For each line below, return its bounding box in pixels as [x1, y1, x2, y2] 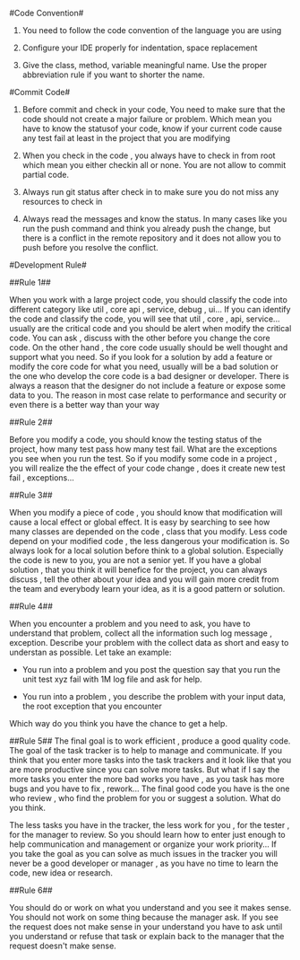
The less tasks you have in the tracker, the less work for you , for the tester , [9, 820, 290, 830]
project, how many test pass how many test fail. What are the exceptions [9, 444, 278, 454]
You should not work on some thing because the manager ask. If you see [9, 912, 279, 922]
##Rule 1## [9, 277, 51, 287]
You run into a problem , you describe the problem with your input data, [21, 691, 287, 701]
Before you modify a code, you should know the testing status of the [9, 435, 262, 445]
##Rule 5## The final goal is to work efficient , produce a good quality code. [9, 735, 291, 746]
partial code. [21, 170, 70, 180]
